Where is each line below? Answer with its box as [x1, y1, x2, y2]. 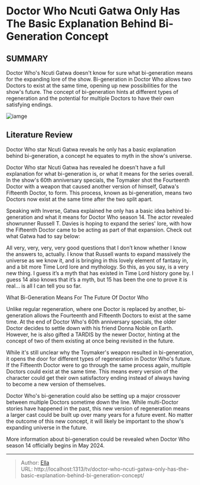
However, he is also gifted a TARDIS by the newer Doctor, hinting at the [6, 331, 180, 338]
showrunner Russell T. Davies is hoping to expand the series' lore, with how [6, 219, 192, 227]
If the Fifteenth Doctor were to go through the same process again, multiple [6, 361, 191, 368]
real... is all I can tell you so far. [6, 282, 82, 289]
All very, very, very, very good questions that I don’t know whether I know [6, 244, 187, 251]
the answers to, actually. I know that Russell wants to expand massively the [6, 250, 190, 258]
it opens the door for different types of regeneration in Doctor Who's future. [6, 355, 192, 362]
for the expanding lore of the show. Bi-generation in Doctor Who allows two [6, 76, 192, 83]
